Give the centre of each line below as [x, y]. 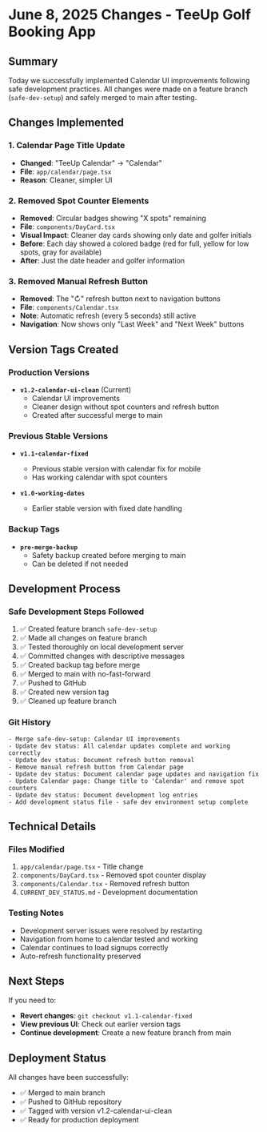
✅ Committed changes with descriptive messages [102, 656]
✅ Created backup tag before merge [80, 665]
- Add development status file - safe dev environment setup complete [128, 802]
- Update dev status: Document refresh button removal [102, 760]
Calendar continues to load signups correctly [94, 947]
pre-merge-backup [49, 547]
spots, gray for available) [61, 252]
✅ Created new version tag [64, 692]
